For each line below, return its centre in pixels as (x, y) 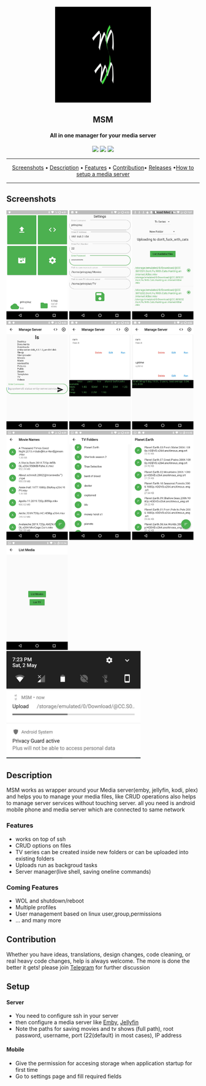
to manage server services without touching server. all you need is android (101, 803)
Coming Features (32, 887)
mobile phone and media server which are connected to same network (96, 809)
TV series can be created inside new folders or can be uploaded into (102, 852)
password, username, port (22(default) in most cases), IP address (98, 1035)
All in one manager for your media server (103, 135)
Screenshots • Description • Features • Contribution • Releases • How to (103, 167)
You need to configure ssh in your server (67, 1016)
